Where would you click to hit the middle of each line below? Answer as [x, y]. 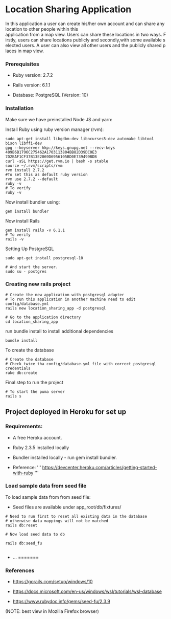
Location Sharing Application [68, 9]
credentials [18, 368]
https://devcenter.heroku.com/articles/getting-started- [100, 467]
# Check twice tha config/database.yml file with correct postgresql [81, 364]
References [20, 570]
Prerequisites [22, 64]
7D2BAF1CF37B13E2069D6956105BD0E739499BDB [51, 157]
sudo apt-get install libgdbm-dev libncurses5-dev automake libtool [80, 139]
